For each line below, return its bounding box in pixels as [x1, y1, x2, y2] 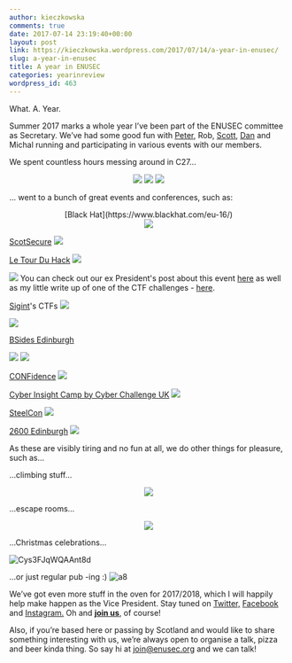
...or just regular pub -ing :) [9, 571, 108, 581]
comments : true [9, 21, 65, 30]
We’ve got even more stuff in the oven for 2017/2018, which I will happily [9, 589, 273, 599]
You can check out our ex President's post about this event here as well [19, 272, 281, 284]
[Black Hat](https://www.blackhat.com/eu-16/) [65, 209, 233, 220]
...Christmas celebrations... [9, 537, 107, 548]
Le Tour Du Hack [9, 254, 71, 265]
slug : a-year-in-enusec [9, 54, 97, 63]
